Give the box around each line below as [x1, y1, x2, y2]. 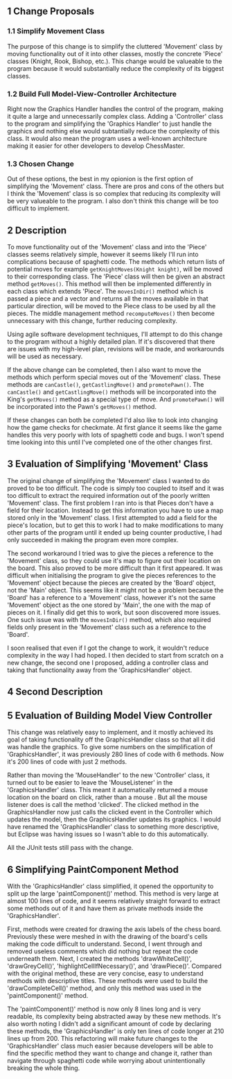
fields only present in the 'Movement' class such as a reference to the [7, 623, 206, 631]
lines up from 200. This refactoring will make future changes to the [7, 1034, 198, 1042]
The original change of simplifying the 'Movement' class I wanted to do [7, 476, 210, 485]
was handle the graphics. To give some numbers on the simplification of [7, 743, 213, 751]
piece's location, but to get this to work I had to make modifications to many [7, 521, 224, 529]
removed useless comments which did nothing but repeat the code [7, 947, 199, 955]
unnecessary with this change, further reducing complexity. [7, 317, 178, 325]
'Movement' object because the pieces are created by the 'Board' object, [7, 578, 216, 587]
